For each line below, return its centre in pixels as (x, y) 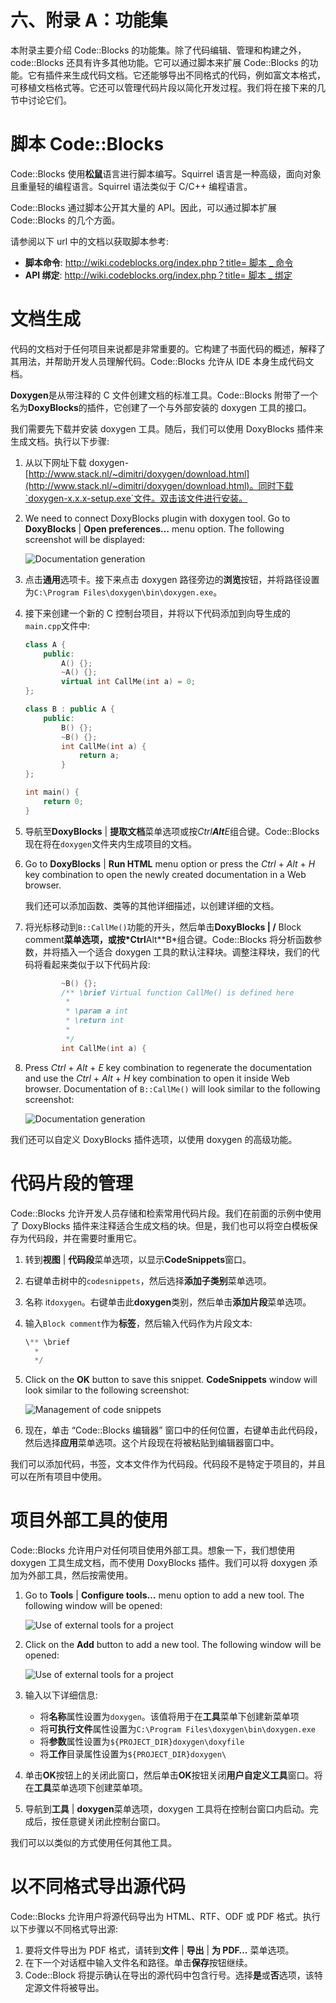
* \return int (95, 1021)
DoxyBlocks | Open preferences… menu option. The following (154, 528)
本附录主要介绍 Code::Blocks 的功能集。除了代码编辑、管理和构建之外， (158, 50)
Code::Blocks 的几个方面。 (65, 220)
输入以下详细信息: (61, 1695)
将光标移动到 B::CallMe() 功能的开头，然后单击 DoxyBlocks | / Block (163, 927)
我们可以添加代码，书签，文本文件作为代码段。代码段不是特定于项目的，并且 (168, 1464)
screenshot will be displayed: (84, 539)
